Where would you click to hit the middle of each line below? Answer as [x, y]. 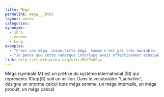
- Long [16, 42]
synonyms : [15, 28]
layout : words [20, 19]
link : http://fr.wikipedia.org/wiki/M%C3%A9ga [54, 60]
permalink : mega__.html [29, 14]
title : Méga [17, 10]
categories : [17, 23]
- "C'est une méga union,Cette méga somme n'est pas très [72, 50]
